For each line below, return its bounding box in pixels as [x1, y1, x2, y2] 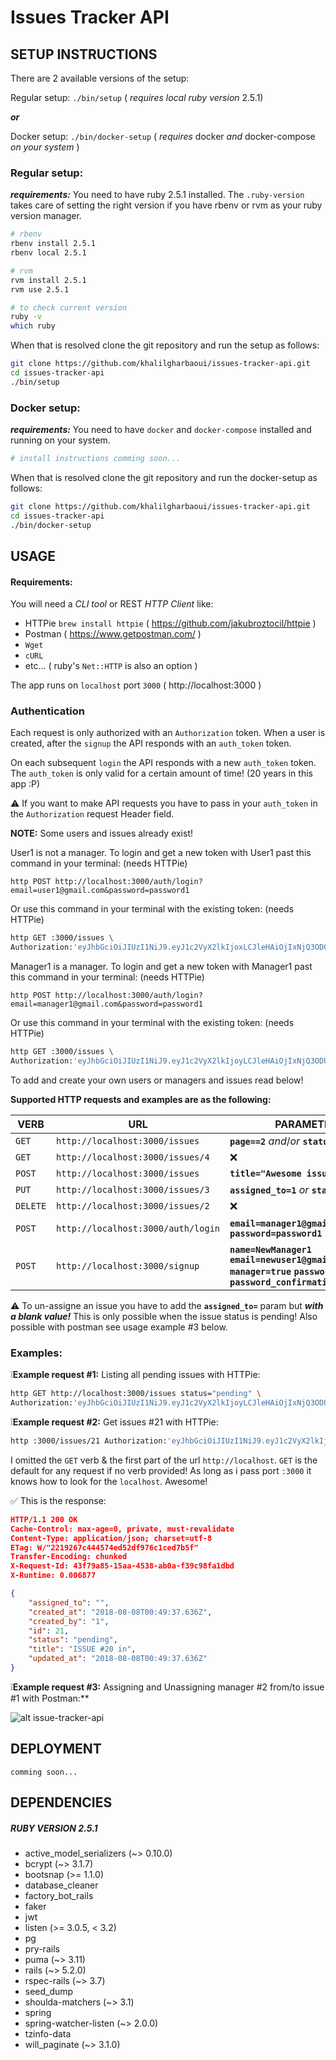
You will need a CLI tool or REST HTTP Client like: [10, 598, 214, 610]
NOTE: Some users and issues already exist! [10, 827, 194, 840]
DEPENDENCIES [10, 1794, 113, 1811]
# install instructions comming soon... [10, 454, 182, 464]
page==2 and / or [229, 1134, 301, 1148]
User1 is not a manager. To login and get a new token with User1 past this [10, 847, 312, 859]
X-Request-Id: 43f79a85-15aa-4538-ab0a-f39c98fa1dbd [10, 1561, 235, 1571]
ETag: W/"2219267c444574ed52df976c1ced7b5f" [10, 1542, 199, 1553]
